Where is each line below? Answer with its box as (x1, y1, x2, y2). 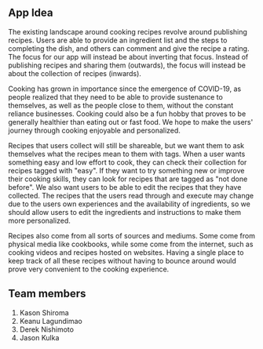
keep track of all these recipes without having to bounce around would (8, 256, 237, 265)
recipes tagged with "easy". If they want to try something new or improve (8, 165, 245, 175)
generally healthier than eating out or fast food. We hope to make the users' (8, 117, 254, 126)
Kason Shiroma (19, 307, 69, 317)
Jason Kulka (19, 333, 60, 342)
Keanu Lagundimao (19, 316, 82, 325)
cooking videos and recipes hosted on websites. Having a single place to (8, 247, 244, 257)
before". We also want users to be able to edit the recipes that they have (8, 182, 242, 191)
